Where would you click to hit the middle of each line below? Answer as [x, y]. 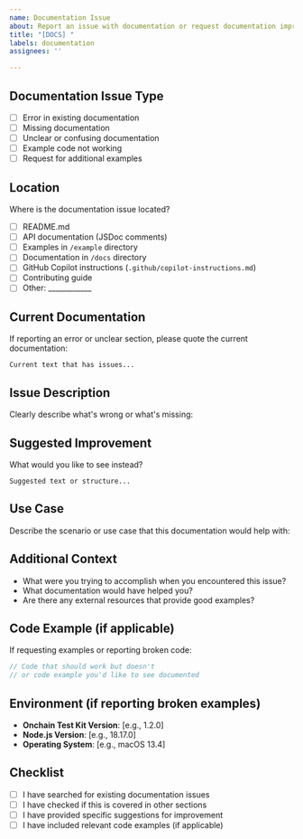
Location [35, 188]
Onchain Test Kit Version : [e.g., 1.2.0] [93, 725]
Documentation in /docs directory [84, 258]
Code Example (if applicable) [92, 628]
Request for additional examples [82, 158]
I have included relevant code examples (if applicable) [123, 825]
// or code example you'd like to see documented [105, 675]
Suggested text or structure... [70, 481]
